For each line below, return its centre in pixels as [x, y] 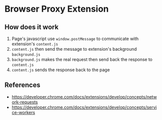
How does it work [32, 27]
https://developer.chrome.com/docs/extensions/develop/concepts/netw [84, 97]
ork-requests [25, 102]
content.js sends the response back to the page [61, 70]
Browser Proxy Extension [57, 9]
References [22, 85]
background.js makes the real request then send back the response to [82, 59]
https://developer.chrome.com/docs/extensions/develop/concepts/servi [84, 107]
